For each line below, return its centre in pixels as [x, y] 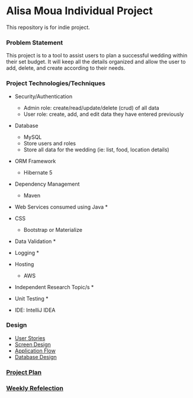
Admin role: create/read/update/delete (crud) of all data [91, 108]
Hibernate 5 [38, 172]
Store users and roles [49, 143]
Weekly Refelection [35, 388]
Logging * [27, 253]
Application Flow [35, 351]
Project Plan [24, 372]
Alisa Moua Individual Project [79, 11]
